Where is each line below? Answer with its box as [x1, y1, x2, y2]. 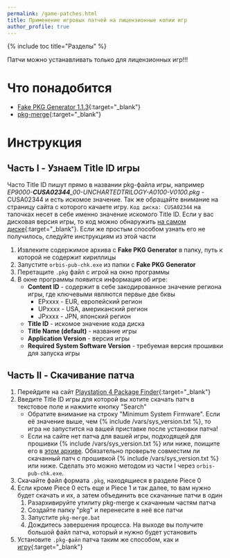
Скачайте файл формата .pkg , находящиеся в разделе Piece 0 [17, 477, 202, 485]
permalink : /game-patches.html [7, 10, 98, 17]
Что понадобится [7, 80, 112, 96]
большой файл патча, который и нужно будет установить [27, 528, 197, 536]
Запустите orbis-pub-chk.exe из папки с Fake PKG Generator [17, 261, 196, 269]
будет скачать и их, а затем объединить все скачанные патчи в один [17, 491, 223, 500]
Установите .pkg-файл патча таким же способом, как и [17, 536, 179, 544]
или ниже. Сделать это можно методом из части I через [27, 461, 195, 470]
